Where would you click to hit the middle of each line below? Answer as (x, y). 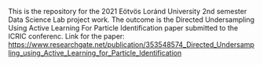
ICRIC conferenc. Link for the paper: (67, 36)
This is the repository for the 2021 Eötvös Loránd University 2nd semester (128, 11)
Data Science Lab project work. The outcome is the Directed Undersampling (131, 20)
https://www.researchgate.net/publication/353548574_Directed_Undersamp (131, 45)
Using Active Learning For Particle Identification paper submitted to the (123, 28)
